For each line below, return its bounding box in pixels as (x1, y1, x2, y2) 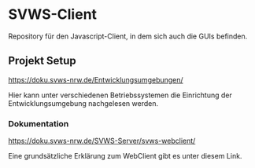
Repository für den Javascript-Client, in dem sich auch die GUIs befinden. (8, 31, 248, 41)
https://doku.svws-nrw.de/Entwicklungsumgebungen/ (8, 75, 183, 84)
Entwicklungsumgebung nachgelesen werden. (8, 98, 159, 108)
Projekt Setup (8, 54, 76, 68)
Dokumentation (8, 118, 69, 129)
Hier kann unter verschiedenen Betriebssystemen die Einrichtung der (8, 90, 232, 100)
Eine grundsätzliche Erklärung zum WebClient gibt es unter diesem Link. (8, 152, 242, 161)
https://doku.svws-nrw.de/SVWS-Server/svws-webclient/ (8, 136, 196, 146)
